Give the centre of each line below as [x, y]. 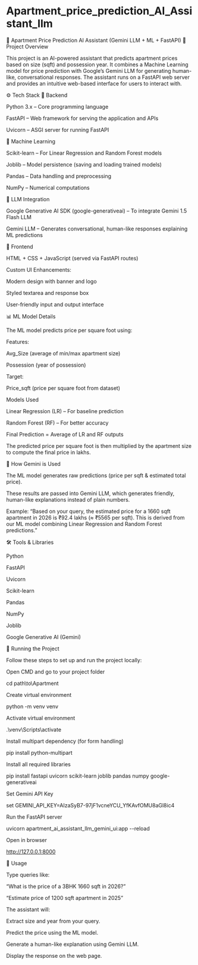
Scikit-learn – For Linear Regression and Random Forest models [84, 153]
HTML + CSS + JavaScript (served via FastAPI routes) [72, 258]
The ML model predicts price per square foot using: [69, 330]
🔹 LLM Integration [28, 199]
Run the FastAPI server [34, 817]
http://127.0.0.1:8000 [31, 852]
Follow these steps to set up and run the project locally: [74, 660]
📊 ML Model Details [31, 316]
